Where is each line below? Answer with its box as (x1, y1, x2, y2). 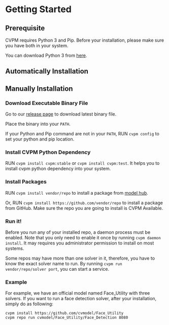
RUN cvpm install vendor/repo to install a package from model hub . (5, 190, 149, 196)
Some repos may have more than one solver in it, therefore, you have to (5, 255, 155, 261)
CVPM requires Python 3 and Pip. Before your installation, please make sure (5, 37, 164, 43)
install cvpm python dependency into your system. (5, 166, 111, 172)
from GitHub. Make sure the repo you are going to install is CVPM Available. (5, 205, 163, 211)
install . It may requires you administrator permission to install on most (5, 240, 154, 246)
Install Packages (5, 178, 47, 186)
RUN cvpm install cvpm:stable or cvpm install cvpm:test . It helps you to (5, 160, 160, 166)
